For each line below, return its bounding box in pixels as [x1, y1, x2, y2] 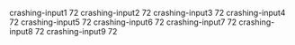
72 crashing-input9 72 [34, 26, 118, 36]
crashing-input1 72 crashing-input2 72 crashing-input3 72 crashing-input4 [9, 8, 286, 18]
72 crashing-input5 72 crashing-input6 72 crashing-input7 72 [9, 17, 237, 27]
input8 [9, 26, 33, 36]
